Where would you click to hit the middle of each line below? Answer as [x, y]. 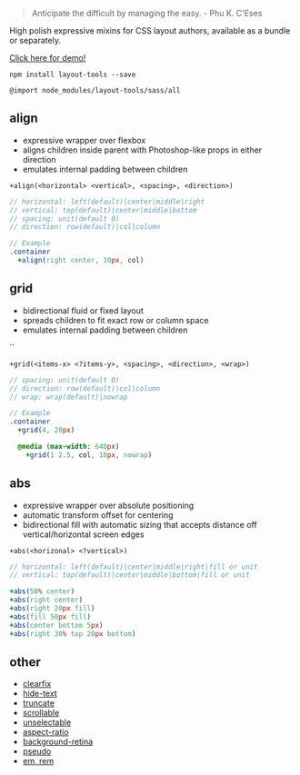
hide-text [40, 693]
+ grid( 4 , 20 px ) [46, 431]
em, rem [38, 761]
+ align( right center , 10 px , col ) [81, 261]
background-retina [58, 742]
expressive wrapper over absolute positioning [108, 505]
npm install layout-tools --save [73, 75]
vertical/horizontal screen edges [83, 534]
